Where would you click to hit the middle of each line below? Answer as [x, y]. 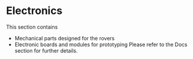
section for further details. [46, 50]
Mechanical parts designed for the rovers [65, 38]
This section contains [32, 27]
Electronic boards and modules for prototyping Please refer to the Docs [101, 44]
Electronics [34, 11]
